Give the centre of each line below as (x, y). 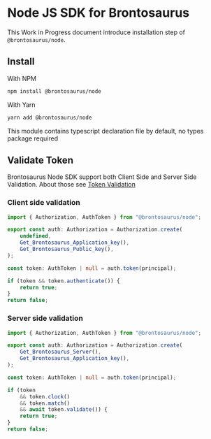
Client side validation (44, 203)
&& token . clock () (45, 396)
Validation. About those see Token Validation (72, 185)
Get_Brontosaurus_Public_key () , (67, 250)
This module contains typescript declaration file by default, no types (105, 131)
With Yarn (22, 105)
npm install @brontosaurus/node (54, 91)
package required (33, 138)
